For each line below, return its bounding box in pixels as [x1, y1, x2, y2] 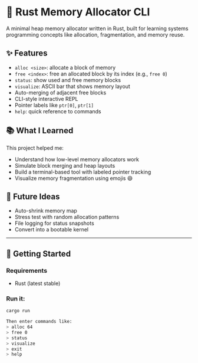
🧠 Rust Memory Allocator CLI [6, 5, 150, 19]
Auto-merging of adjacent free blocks [14, 89, 107, 96]
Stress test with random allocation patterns [14, 214, 120, 221]
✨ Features [6, 48, 48, 58]
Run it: [6, 295, 25, 303]
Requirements [6, 266, 48, 274]
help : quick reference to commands [14, 107, 101, 115]
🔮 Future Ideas [6, 191, 60, 201]
